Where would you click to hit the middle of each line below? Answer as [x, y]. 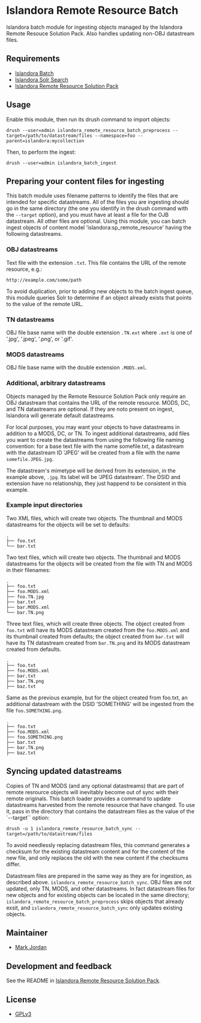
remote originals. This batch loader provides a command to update [88, 798]
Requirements [33, 59]
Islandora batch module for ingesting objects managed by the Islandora [94, 27]
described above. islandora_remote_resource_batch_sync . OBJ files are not [99, 882]
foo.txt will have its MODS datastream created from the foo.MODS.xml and [98, 630]
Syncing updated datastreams [64, 771]
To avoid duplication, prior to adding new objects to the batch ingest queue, [100, 291]
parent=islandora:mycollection [45, 141]
